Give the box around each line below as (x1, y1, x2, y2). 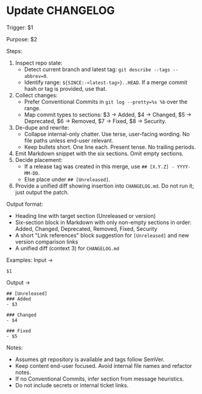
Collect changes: (15, 91, 58, 99)
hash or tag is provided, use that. (24, 85, 108, 92)
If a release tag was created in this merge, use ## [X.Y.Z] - (24, 163, 175, 170)
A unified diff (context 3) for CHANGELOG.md (15, 244, 120, 252)
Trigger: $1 (6, 24, 33, 31)
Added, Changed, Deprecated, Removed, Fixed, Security (15, 225, 158, 232)
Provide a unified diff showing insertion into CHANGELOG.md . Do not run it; (15, 182, 195, 189)
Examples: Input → (6, 256, 54, 264)
